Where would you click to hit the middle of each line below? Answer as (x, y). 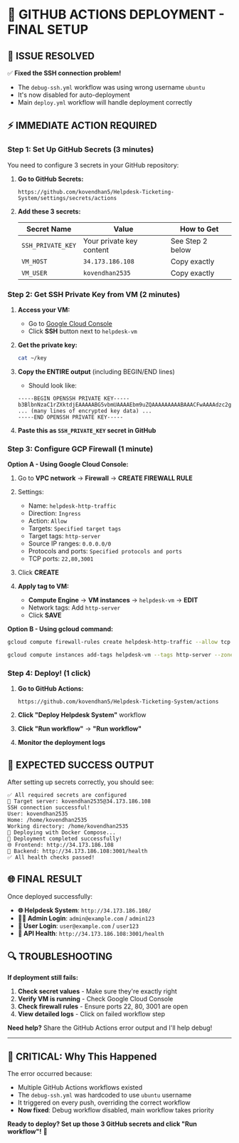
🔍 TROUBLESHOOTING (60, 957)
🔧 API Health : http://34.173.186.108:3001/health (91, 933)
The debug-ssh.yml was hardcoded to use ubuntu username (105, 1095)
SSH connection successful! (49, 808)
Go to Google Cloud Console (70, 323)
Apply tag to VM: (43, 586)
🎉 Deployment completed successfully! (65, 839)
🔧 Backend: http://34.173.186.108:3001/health (78, 851)
